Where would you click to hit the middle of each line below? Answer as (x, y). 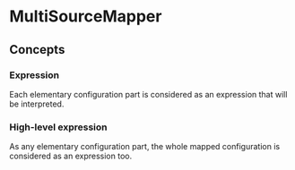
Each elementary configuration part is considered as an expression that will (148, 94)
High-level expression (58, 127)
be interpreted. (37, 104)
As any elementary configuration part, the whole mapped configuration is (145, 147)
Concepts (37, 50)
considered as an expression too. (71, 156)
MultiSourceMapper (86, 17)
